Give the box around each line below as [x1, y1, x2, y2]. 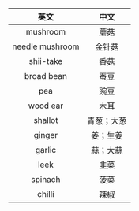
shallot [33, 115, 58, 125]
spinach [31, 174, 61, 184]
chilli [36, 189, 54, 199]
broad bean [24, 71, 67, 81]
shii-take [28, 56, 63, 66]
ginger [33, 130, 58, 140]
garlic [35, 145, 57, 155]
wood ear [28, 100, 64, 111]
